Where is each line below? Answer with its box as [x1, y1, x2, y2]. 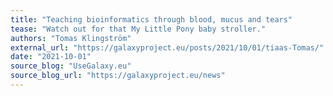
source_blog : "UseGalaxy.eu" [10, 61, 132, 71]
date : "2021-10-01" [10, 52, 92, 62]
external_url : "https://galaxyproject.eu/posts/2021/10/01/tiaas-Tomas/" [10, 42, 325, 53]
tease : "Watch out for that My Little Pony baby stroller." [10, 24, 267, 34]
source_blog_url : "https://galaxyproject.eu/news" [10, 71, 226, 81]
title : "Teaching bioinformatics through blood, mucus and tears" [10, 14, 293, 25]
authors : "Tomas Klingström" [10, 33, 132, 43]
